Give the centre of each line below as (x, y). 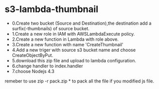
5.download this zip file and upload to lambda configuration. (74, 60)
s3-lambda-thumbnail (52, 9)
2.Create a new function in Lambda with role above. (65, 39)
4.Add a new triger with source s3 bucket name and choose (74, 50)
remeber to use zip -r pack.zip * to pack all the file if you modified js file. (79, 81)
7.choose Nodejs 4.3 (33, 71)
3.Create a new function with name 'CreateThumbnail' (68, 44)
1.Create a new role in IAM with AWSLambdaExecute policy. (73, 34)
